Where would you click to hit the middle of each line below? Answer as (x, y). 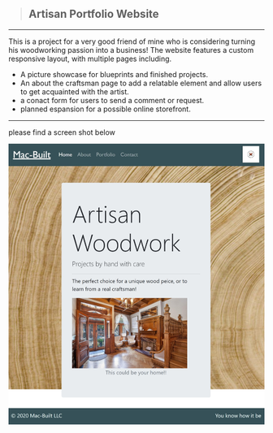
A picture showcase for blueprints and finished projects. (114, 74)
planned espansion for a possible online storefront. (105, 109)
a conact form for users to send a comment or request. (112, 100)
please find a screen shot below (62, 132)
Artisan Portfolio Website (94, 14)
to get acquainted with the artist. (75, 91)
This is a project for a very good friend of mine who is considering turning (132, 41)
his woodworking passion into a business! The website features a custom (131, 50)
